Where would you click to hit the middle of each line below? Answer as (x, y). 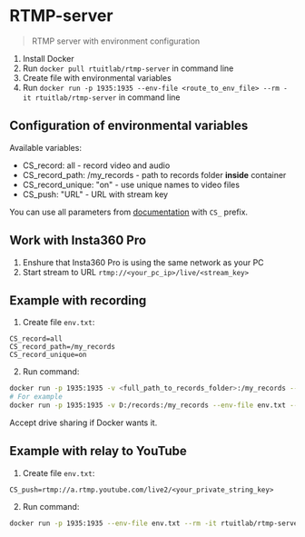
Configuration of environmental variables (129, 126)
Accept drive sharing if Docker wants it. (84, 423)
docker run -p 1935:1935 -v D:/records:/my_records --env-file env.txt (148, 405)
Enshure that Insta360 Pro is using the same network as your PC (143, 262)
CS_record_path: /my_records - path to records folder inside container (154, 174)
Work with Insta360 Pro (78, 240)
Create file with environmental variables (97, 77)
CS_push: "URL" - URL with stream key (95, 194)
